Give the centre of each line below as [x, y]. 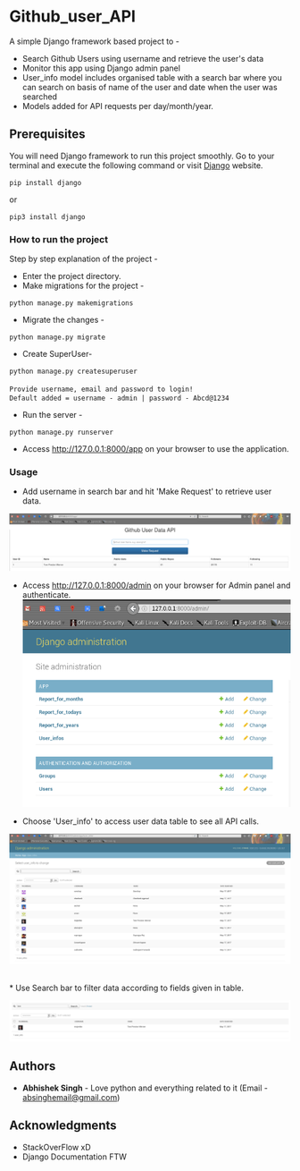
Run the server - [52, 415]
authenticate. [46, 595]
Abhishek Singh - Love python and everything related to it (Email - [145, 1088]
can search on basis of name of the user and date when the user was [150, 87]
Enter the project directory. [72, 276]
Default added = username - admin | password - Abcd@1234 [119, 399]
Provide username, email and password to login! [101, 390]
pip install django [46, 182]
